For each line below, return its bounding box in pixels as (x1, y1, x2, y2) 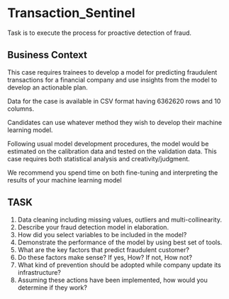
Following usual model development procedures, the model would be (7, 139, 209, 148)
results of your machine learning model (7, 175, 122, 184)
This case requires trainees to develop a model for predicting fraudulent (7, 67, 218, 76)
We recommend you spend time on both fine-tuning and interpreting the (7, 168, 218, 177)
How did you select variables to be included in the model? (17, 230, 187, 239)
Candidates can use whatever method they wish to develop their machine (7, 118, 222, 126)
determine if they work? (17, 283, 87, 292)
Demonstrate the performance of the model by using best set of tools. (17, 238, 223, 246)
